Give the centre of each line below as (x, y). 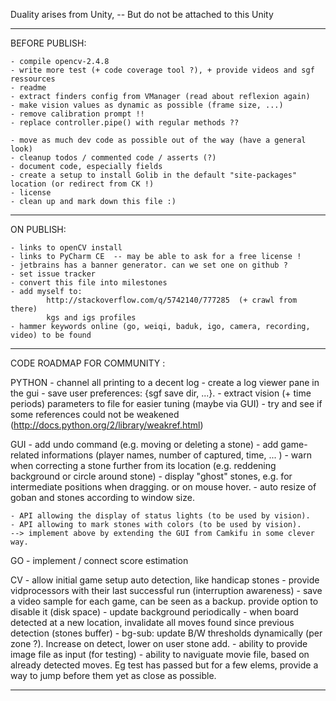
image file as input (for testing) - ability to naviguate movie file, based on (160, 654)
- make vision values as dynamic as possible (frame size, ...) (147, 105)
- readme (28, 88)
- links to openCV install (66, 248)
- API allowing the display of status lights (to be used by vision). (160, 516)
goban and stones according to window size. (102, 497)
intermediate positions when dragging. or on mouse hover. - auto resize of (163, 487)
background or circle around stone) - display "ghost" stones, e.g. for (151, 476)
